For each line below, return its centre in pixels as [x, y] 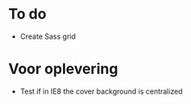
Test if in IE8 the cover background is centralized [101, 91]
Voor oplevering [63, 69]
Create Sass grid [48, 36]
